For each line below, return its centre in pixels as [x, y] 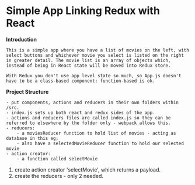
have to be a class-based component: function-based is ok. [81, 81]
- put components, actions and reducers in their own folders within [93, 102]
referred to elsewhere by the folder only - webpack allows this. [88, 123]
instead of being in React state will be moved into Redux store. [88, 66]
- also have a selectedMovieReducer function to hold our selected [100, 143]
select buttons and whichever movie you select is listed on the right [95, 55]
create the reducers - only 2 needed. [59, 176]
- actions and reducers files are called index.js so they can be [88, 118]
